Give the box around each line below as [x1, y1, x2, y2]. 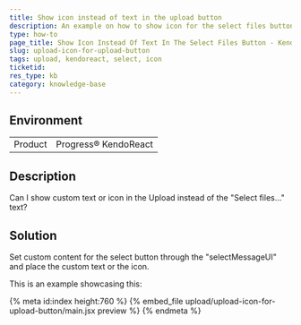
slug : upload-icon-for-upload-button [9, 47, 150, 56]
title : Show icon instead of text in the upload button [9, 13, 222, 22]
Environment [9, 113, 83, 128]
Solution [9, 227, 57, 243]
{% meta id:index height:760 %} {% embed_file [9, 296, 184, 307]
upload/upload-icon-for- [185, 296, 276, 307]
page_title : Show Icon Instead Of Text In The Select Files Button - [9, 38, 275, 47]
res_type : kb [9, 72, 58, 81]
